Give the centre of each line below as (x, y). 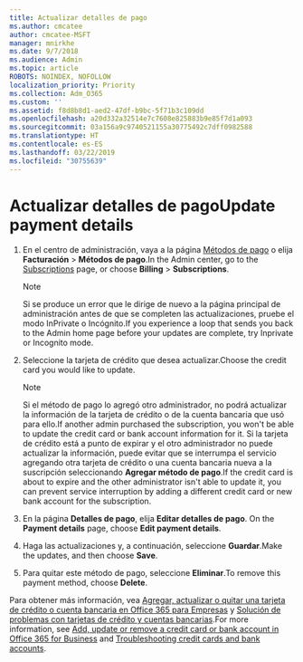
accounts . (28, 648)
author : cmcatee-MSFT (50, 34)
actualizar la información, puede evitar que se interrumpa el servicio (150, 453)
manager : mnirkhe (42, 43)
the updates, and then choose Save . (90, 556)
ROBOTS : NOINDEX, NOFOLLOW (60, 77)
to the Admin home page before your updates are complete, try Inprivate (158, 333)
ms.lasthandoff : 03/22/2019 (62, 152)
